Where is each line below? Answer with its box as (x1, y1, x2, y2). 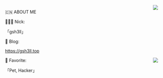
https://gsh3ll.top (5, 48, 40, 54)
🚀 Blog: (5, 39, 19, 44)
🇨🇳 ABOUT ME (5, 9, 36, 15)
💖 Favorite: (5, 58, 27, 63)
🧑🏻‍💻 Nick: (5, 19, 25, 24)
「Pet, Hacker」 (5, 68, 37, 73)
